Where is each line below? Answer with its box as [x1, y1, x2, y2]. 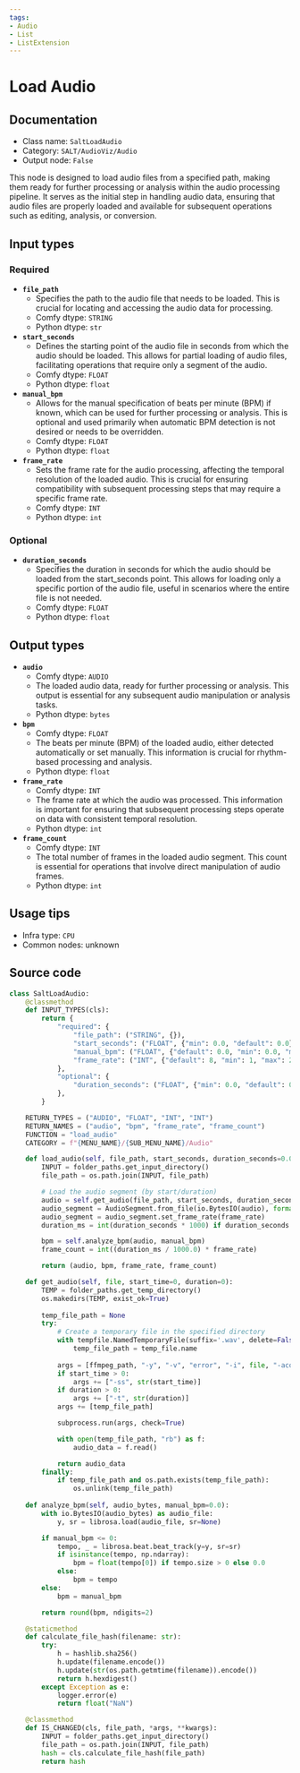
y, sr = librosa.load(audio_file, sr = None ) [56, 1517, 221, 1527]
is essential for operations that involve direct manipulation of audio [35, 861, 281, 872]
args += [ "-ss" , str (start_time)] [72, 1377, 202, 1386]
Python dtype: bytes [35, 709, 111, 720]
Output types [9, 638, 85, 653]
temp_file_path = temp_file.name [72, 1344, 198, 1353]
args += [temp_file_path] [56, 1402, 154, 1411]
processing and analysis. [61, 757, 153, 767]
